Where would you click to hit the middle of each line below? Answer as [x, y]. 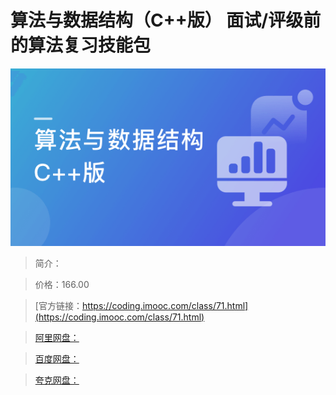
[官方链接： [58, 305]
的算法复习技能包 [81, 45]
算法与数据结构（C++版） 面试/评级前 [166, 20]
